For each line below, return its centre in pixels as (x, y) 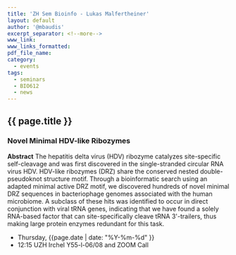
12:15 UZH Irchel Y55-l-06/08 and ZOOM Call (83, 244)
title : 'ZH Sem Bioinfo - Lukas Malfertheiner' (79, 14)
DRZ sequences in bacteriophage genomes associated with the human (110, 194)
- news (23, 92)
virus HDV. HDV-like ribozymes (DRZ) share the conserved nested (103, 171)
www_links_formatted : (39, 46)
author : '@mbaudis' (36, 27)
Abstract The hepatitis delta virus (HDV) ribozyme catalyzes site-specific (114, 156)
